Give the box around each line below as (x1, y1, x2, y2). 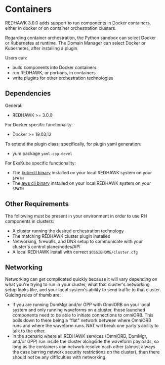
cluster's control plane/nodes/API (12, 244, 81, 250)
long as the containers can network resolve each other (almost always (12, 344, 156, 350)
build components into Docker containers (12, 64, 97, 70)
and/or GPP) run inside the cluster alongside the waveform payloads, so (12, 338, 159, 345)
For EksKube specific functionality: (5, 160, 76, 166)
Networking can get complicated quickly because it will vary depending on (5, 276, 158, 282)
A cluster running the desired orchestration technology (12, 228, 124, 234)
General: (5, 103, 23, 108)
